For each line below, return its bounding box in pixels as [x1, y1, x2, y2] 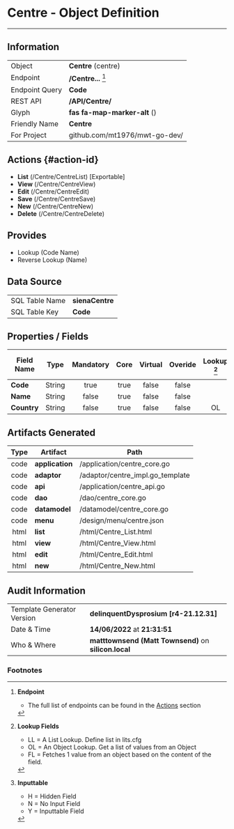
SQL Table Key [10, 307, 59, 316]
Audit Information [7, 584, 86, 596]
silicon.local [89, 644, 131, 654]
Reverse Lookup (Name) [17, 256, 88, 264]
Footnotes [7, 665, 43, 675]
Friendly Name [10, 119, 59, 129]
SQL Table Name [10, 295, 66, 305]
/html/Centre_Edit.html [79, 550, 153, 559]
